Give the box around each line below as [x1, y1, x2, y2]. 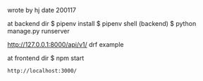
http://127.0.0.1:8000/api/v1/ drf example [7, 40, 124, 48]
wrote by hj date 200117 [7, 6, 76, 14]
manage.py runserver [7, 27, 70, 35]
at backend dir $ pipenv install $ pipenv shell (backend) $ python [7, 20, 197, 27]
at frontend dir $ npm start [7, 54, 85, 62]
